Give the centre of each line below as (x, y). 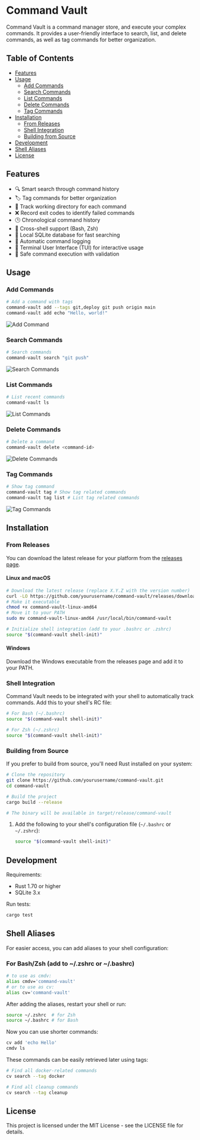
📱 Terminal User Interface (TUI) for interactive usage (79, 247)
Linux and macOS (28, 578)
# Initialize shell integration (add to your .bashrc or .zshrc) (89, 629)
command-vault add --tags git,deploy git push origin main (81, 308)
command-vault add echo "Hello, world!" (57, 313)
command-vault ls (28, 403)
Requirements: (24, 875)
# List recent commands (36, 397)
